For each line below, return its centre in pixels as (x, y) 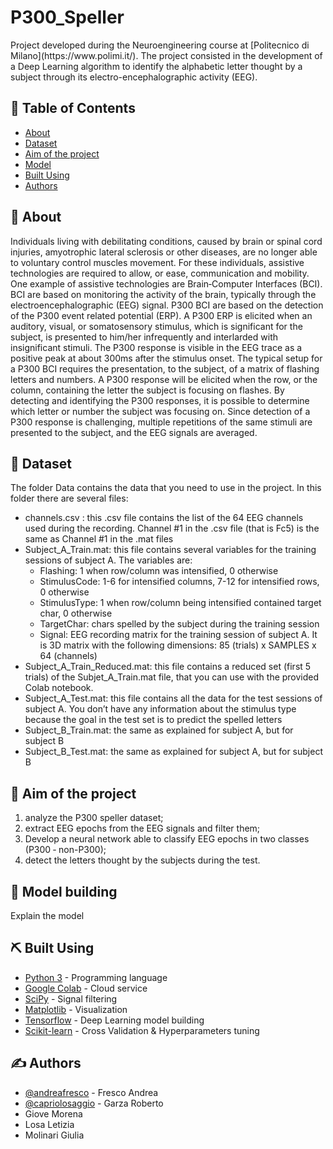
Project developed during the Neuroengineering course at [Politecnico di (160, 45)
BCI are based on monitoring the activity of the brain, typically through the (163, 294)
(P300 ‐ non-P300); (65, 850)
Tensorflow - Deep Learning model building (114, 1020)
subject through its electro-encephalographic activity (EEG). (134, 77)
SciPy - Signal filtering (71, 998)
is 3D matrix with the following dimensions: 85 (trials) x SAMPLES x (178, 645)
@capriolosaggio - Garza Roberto (94, 1103)
